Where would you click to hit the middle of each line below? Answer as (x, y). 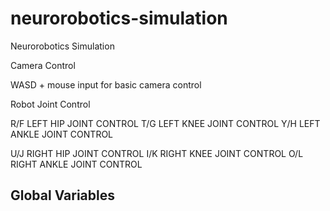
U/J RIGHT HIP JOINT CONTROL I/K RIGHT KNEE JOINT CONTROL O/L (157, 153)
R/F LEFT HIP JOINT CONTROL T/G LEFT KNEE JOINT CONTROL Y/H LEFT (165, 123)
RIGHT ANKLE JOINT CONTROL (76, 164)
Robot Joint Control (50, 104)
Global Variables (62, 195)
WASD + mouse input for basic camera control (106, 84)
